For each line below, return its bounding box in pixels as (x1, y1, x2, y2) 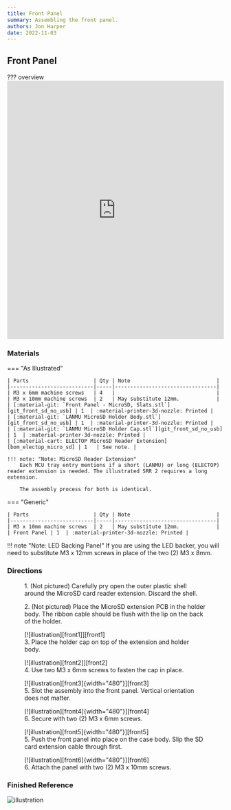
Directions (7, 566, 43, 576)
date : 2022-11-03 (7, 29, 57, 37)
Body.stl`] (130, 414, 162, 421)
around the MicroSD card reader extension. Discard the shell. (24, 589, 198, 597)
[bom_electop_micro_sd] (7, 444, 76, 451)
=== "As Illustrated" (7, 364, 63, 373)
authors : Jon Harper (7, 23, 67, 30)
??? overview (7, 73, 45, 81)
